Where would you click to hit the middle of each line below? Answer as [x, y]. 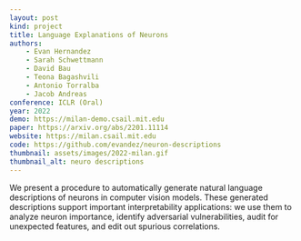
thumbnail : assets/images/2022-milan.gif [89, 153]
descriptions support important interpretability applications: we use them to [151, 206]
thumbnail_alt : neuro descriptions [77, 161]
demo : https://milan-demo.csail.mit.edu [87, 119]
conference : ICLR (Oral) [56, 102]
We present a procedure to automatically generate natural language [136, 187]
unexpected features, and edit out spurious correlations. [115, 226]
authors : [26, 43]
